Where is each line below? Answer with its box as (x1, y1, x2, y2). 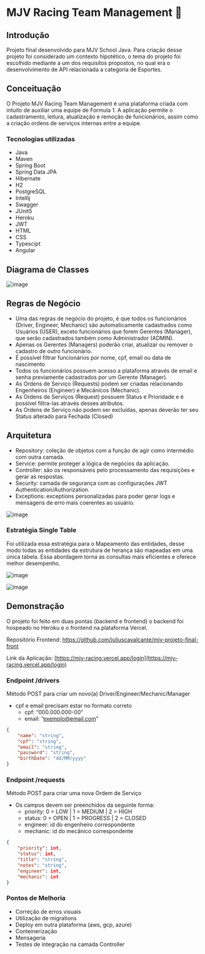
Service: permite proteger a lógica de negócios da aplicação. (15, 460, 170, 467)
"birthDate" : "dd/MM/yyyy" (17, 755, 87, 762)
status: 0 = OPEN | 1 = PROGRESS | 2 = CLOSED (24, 815, 147, 822)
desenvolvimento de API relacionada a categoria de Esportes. (6, 66, 163, 73)
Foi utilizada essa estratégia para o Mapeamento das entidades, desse (6, 540, 185, 547)
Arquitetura (6, 430, 52, 441)
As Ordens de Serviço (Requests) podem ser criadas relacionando (15, 380, 183, 387)
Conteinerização (15, 927, 57, 935)
